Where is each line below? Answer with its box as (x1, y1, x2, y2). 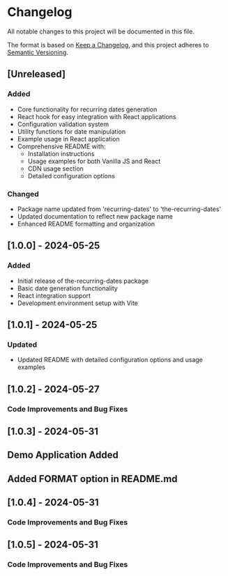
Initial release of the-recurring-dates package (17, 277, 149, 285)
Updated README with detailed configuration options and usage (17, 356, 204, 364)
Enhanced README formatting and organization (17, 219, 155, 228)
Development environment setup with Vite (17, 299, 138, 307)
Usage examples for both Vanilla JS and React (27, 157, 161, 165)
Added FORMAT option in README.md (7, 473, 178, 485)
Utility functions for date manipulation (17, 127, 126, 136)
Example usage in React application (17, 134, 120, 143)
